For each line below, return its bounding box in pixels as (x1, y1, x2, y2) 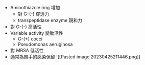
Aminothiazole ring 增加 (10, 5, 60, 10)
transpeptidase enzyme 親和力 (17, 17, 83, 23)
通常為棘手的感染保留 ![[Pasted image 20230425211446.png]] (10, 54, 140, 60)
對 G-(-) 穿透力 (17, 11, 50, 17)
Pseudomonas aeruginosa (17, 41, 73, 47)
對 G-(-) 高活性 (10, 24, 42, 30)
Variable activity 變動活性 (10, 30, 64, 36)
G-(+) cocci (17, 36, 42, 42)
